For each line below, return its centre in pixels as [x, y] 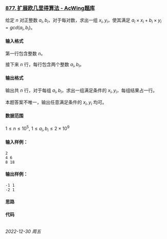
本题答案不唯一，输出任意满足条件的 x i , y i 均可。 [56, 103]
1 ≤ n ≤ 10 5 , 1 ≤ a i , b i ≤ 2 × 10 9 [38, 128]
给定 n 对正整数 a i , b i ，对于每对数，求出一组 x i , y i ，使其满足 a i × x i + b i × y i [83, 21]
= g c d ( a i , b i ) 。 [20, 28]
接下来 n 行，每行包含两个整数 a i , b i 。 [45, 65]
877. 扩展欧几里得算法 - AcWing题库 [50, 8]
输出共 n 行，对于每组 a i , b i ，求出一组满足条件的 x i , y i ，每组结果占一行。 [81, 91]
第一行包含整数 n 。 [25, 54]
